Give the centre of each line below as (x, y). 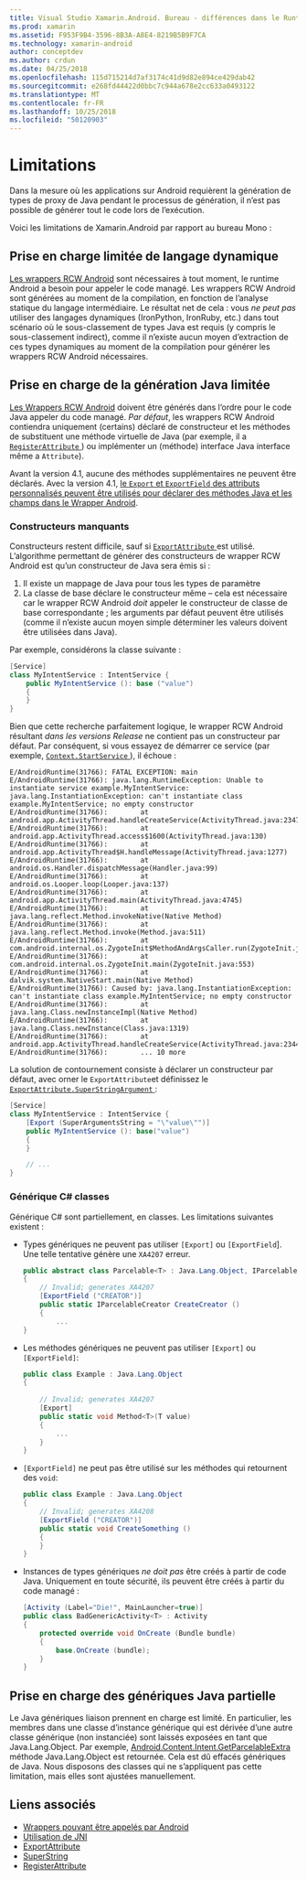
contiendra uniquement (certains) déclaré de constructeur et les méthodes (150, 426)
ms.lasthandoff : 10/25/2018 (63, 112)
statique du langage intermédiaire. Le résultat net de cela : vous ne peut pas (153, 307)
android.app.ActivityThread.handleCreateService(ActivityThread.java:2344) (157, 1045)
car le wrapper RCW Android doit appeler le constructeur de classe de (155, 602)
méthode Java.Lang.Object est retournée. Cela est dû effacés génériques (148, 1756)
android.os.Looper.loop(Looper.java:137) (90, 885)
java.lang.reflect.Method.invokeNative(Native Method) (116, 917)
